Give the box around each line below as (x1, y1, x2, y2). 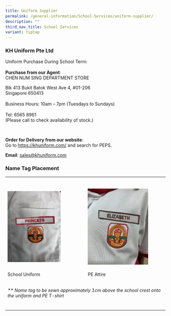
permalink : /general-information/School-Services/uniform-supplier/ (5, 13, 154, 19)
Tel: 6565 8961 (5, 112, 37, 118)
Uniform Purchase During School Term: (5, 59, 88, 65)
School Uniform (7, 271, 41, 277)
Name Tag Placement (5, 165, 60, 172)
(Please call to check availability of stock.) (5, 117, 94, 123)
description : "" (5, 19, 40, 24)
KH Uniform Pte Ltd (5, 47, 54, 54)
